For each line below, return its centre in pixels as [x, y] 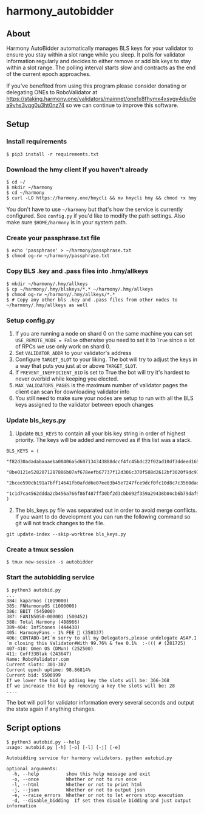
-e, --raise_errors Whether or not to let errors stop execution [97, 795]
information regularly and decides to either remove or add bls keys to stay [99, 61]
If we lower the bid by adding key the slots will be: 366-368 [88, 680]
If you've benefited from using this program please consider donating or [97, 86]
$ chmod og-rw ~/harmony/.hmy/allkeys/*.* [61, 294]
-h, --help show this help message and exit [81, 774]
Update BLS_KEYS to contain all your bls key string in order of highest [100, 433]
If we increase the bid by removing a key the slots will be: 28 [90, 686]
